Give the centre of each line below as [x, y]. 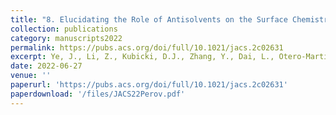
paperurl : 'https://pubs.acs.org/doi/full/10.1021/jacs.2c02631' [149, 85]
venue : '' [31, 76]
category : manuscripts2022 [66, 38]
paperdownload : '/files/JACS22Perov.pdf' [98, 94]
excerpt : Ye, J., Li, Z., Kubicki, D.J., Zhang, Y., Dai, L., [142, 57]
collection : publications [64, 29]
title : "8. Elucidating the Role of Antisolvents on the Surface [149, 19]
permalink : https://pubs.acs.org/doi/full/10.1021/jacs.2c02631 [147, 47]
